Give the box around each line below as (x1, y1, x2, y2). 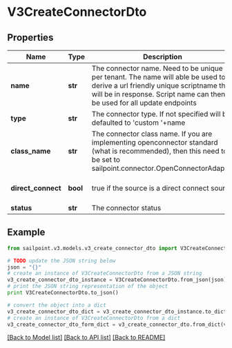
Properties (7, 32, 54, 43)
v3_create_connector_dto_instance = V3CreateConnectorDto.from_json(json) (7, 276, 227, 283)
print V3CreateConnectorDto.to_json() (7, 289, 119, 296)
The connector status (91, 203, 162, 212)
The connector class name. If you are (91, 129, 213, 139)
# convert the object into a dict (7, 301, 107, 309)
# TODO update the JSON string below (7, 257, 116, 264)
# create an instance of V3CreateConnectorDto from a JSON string (7, 270, 202, 277)
